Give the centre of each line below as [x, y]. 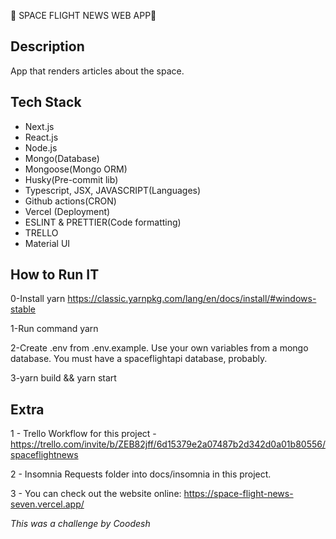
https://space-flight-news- [238, 494]
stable [23, 309]
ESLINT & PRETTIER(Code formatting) [103, 222]
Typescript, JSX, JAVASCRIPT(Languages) [113, 190]
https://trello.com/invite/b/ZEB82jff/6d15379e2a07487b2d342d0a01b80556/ [168, 444]
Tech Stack [46, 102]
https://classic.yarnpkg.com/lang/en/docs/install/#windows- [192, 299]
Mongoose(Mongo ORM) [76, 169]
